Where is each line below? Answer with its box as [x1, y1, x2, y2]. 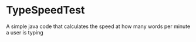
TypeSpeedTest [6, 3, 85, 17]
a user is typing [6, 29, 44, 36]
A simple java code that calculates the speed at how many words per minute [6, 23, 191, 30]
